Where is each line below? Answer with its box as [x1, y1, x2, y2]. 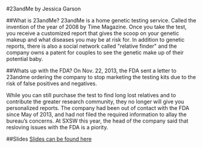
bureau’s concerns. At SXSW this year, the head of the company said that [6, 117, 189, 124]
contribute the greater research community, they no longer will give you [6, 98, 185, 105]
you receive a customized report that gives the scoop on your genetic [6, 30, 180, 37]
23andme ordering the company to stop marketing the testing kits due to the [6, 74, 196, 80]
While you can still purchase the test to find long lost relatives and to [6, 92, 176, 98]
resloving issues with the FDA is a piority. [6, 124, 109, 130]
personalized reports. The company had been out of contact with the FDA [6, 105, 190, 111]
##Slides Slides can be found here [6, 135, 92, 143]
